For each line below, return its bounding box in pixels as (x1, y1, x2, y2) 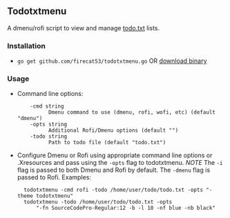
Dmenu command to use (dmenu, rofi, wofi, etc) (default (48, 109, 215, 116)
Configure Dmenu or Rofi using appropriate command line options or (17, 151, 213, 159)
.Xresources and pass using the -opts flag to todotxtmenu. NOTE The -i (17, 159, 223, 167)
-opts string (30, 121, 68, 128)
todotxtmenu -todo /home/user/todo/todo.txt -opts (23, 199, 173, 206)
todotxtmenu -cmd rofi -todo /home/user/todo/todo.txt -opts (23, 186, 204, 194)
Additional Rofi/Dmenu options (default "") (48, 127, 179, 134)
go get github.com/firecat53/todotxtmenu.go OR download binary (17, 57, 207, 65)
